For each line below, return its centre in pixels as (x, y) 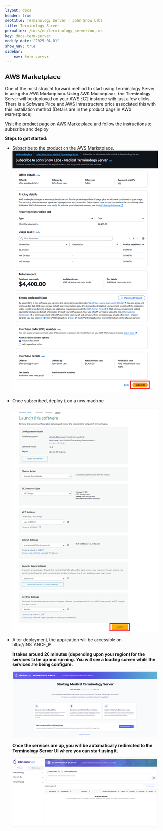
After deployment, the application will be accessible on (67, 640)
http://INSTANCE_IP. (32, 645)
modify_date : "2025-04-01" (32, 41)
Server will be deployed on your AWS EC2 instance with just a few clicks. (78, 99)
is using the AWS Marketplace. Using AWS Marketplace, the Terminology (78, 94)
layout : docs (18, 10)
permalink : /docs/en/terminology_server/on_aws (54, 31)
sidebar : (14, 51)
